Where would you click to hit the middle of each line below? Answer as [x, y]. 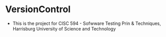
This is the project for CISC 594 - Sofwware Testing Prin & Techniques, [87, 23]
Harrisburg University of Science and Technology [64, 28]
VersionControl [38, 9]
